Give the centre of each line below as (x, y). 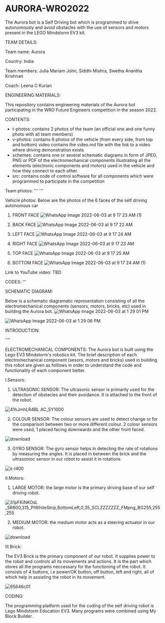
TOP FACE (23, 253)
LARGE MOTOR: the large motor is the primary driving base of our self (83, 487)
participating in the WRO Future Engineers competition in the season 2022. (81, 110)
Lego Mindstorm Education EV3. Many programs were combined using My (81, 611)
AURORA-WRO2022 (47, 9)
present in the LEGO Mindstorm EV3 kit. (46, 32)
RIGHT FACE (25, 244)
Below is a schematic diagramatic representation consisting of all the (75, 301)
